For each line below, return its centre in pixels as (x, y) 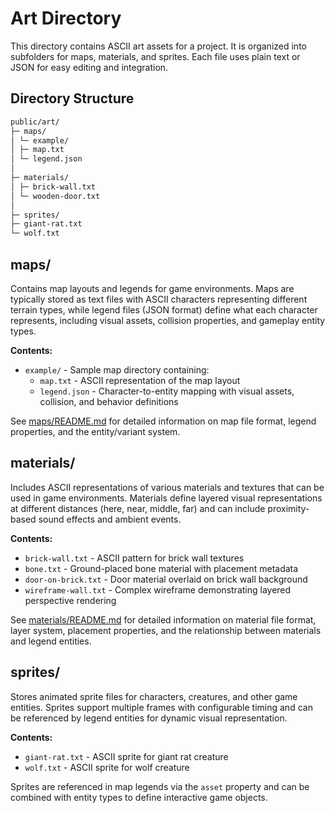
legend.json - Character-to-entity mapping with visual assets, (167, 391)
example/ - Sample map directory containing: (117, 369)
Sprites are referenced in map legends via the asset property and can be (160, 786)
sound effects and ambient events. (110, 519)
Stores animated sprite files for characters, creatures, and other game (154, 696)
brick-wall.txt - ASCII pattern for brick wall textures (134, 558)
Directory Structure (72, 98)
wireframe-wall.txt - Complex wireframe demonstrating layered (158, 589)
